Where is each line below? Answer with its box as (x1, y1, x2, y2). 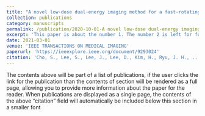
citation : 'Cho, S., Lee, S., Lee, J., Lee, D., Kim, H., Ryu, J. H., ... (6, 54, 201, 60)
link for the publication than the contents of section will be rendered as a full (6, 78, 198, 85)
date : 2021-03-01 (6, 37, 51, 43)
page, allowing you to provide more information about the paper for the (6, 84, 185, 92)
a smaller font (6, 103, 41, 111)
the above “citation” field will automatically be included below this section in (6, 97, 197, 104)
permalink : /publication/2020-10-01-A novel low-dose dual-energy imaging (6, 26, 201, 32)
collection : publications (6, 15, 72, 21)
